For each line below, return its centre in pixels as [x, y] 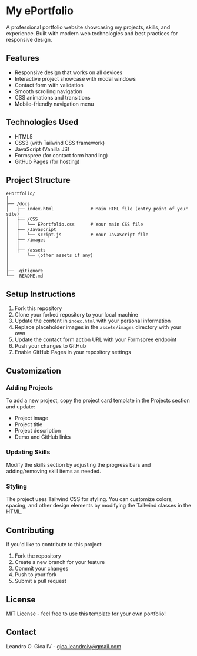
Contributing [30, 530]
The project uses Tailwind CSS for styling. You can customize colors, [90, 499]
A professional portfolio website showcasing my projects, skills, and [88, 27]
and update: [21, 406]
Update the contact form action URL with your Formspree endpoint [96, 339]
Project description [38, 430]
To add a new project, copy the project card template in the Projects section [98, 400]
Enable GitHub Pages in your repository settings [73, 352]
